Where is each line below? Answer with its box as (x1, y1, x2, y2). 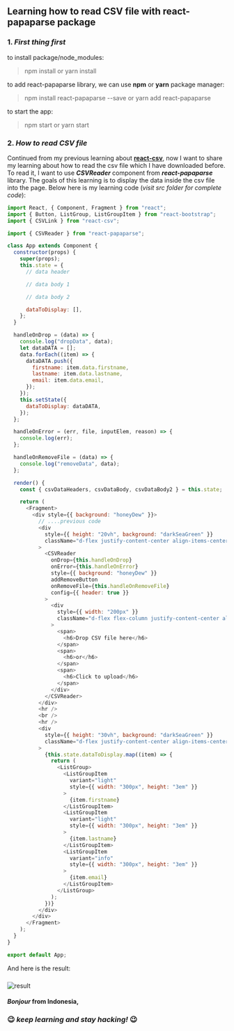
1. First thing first (7, 38, 66, 47)
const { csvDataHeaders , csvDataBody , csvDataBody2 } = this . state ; (19, 486, 223, 493)
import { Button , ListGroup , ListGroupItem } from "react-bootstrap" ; (7, 210, 217, 218)
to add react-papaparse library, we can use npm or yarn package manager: (7, 80, 225, 88)
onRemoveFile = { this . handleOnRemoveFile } (51, 582, 170, 589)
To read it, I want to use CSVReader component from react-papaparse (7, 169, 213, 177)
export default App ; (7, 951, 68, 959)
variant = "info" (69, 855, 114, 862)
